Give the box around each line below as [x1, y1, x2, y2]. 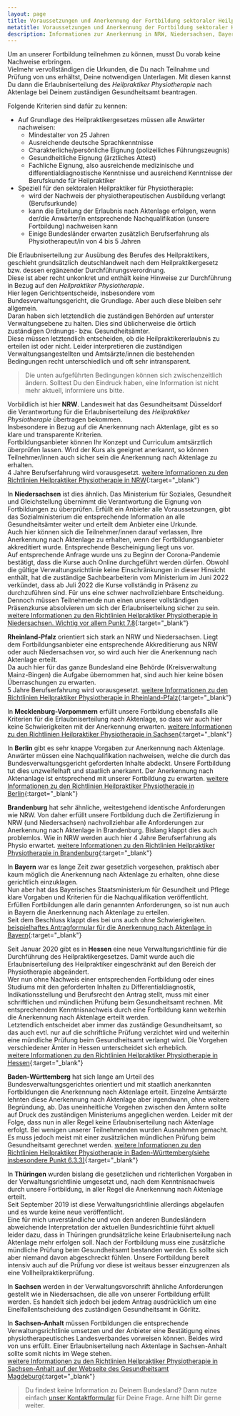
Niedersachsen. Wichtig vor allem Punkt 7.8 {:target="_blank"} [7, 619, 189, 627]
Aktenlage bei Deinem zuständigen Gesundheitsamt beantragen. [7, 88, 198, 96]
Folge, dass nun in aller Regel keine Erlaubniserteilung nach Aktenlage [7, 1118, 214, 1127]
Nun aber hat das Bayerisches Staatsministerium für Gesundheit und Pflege [7, 885, 230, 894]
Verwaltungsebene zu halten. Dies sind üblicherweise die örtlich [7, 319, 196, 328]
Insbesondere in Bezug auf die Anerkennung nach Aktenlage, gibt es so [7, 423, 219, 432]
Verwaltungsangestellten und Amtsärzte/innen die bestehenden [7, 349, 195, 358]
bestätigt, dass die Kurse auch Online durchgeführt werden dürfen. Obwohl [7, 558, 229, 567]
